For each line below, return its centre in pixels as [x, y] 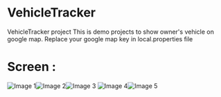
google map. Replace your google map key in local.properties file [100, 39]
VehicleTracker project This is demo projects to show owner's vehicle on [111, 32]
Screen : [32, 67]
